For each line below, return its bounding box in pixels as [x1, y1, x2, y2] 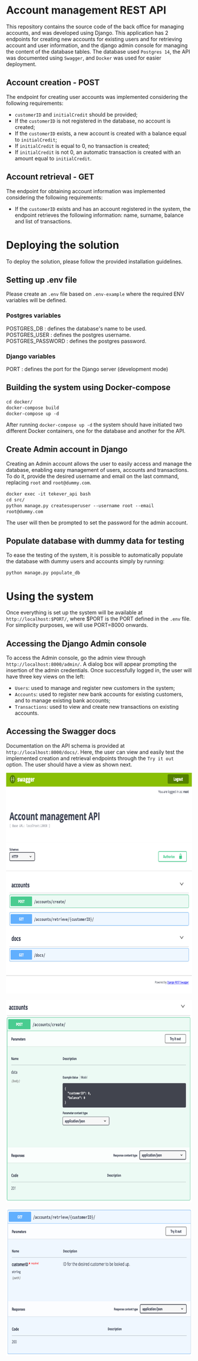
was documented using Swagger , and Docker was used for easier [6, 54, 161, 61]
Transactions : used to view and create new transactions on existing [14, 703, 179, 711]
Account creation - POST [6, 78, 100, 88]
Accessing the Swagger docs [6, 726, 116, 736]
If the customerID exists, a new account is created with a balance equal [14, 130, 187, 137]
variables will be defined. [6, 297, 67, 304]
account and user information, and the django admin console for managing [6, 42, 188, 49]
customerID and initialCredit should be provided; [14, 111, 138, 118]
